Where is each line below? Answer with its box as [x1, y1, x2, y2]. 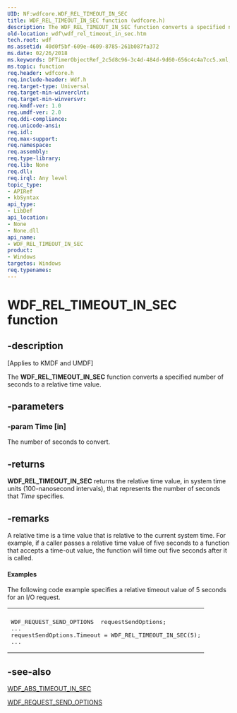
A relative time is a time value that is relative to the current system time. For [7, 531, 226, 540]
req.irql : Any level [7, 175, 68, 182]
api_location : [7, 214, 49, 221]
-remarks [7, 512, 49, 524]
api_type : [7, 201, 37, 208]
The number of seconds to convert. [7, 437, 111, 446]
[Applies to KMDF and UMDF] [7, 358, 94, 367]
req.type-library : [7, 155, 61, 163]
